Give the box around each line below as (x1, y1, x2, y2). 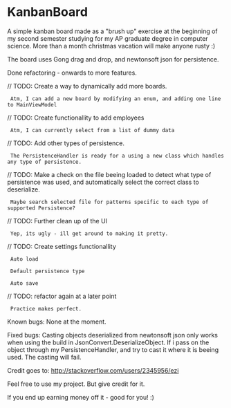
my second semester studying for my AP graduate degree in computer (7, 34, 209, 42)
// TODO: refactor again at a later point (7, 292, 117, 300)
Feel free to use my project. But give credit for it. (7, 380, 145, 388)
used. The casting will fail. (7, 353, 82, 361)
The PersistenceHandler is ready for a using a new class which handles (10, 152, 225, 159)
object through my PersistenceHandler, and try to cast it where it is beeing (7, 345, 219, 353)
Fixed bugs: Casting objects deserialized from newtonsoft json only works (7, 331, 218, 339)
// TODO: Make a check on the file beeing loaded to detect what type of (7, 170, 212, 178)
